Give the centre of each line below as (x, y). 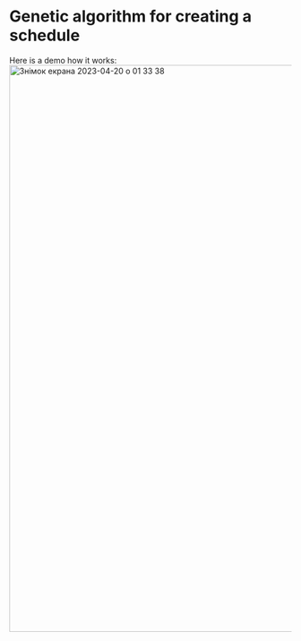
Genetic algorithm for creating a (131, 17)
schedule (45, 35)
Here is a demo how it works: (63, 60)
